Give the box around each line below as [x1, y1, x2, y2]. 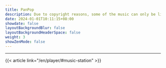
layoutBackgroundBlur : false [5, 26, 65, 31]
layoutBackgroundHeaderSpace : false [5, 30, 81, 35]
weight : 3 [5, 35, 26, 40]
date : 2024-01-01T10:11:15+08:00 [5, 16, 74, 21]
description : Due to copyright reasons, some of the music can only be [5, 12, 156, 17]
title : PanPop [5, 7, 35, 12]
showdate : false [5, 21, 39, 26]
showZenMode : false [5, 39, 45, 44]
